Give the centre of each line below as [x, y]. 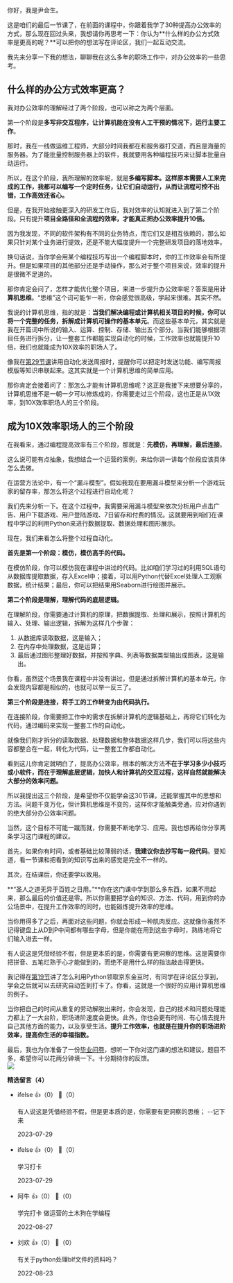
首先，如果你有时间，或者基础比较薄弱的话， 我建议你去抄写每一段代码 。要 [113, 851]
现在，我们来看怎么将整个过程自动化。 [62, 538]
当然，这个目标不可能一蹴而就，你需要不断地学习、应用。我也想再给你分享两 [116, 827]
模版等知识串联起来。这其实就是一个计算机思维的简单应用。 [92, 370]
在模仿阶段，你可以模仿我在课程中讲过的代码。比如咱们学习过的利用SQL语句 [116, 567]
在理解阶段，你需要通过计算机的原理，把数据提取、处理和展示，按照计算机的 [116, 614]
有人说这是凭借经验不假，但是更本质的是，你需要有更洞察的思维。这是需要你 [116, 953]
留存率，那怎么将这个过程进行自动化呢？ [77, 491]
